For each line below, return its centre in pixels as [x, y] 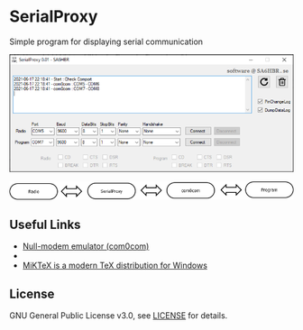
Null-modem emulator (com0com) [86, 246]
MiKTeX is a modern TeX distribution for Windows [115, 266]
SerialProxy [54, 17]
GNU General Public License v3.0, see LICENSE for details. [119, 316]
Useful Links [45, 224]
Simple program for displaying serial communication [106, 41]
